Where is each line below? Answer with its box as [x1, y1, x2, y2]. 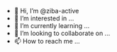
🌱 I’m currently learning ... [13, 22, 90, 30]
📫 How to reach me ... [13, 37, 80, 45]
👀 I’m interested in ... [13, 14, 74, 22]
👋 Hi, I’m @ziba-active [13, 7, 79, 15]
